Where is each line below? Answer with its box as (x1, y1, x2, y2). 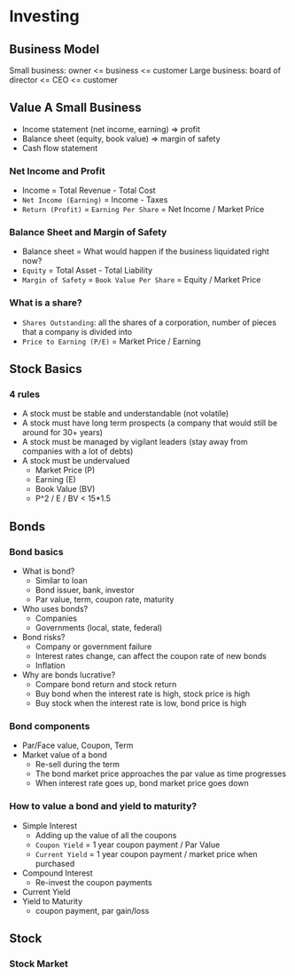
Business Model (9, 42, 100, 57)
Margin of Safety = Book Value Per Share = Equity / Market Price (21, 274, 261, 285)
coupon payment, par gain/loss (35, 905, 150, 916)
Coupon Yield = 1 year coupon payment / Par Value (35, 839, 221, 850)
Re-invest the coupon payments (35, 877, 152, 887)
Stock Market (9, 957, 69, 970)
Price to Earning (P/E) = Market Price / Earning (21, 336, 201, 346)
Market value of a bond (21, 750, 108, 760)
